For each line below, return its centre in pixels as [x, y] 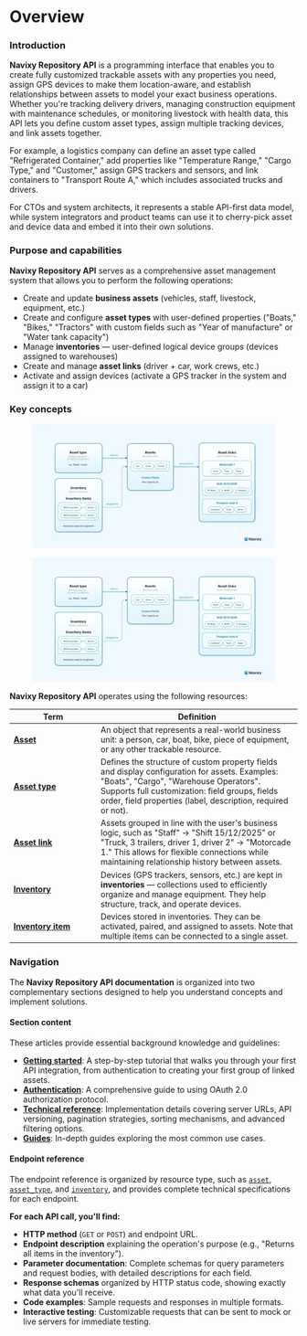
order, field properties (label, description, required [194, 801]
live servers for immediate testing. [87, 1321]
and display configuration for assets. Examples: [189, 772]
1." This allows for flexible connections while [185, 853]
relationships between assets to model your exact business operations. [143, 94]
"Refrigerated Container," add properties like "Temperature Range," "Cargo [150, 161]
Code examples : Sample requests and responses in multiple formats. [153, 1302]
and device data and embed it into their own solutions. [111, 227]
